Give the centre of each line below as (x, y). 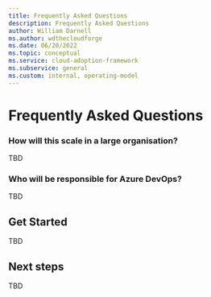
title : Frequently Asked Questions (68, 16)
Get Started (38, 222)
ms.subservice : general (48, 68)
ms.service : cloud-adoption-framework (73, 61)
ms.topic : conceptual (45, 53)
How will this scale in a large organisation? (93, 140)
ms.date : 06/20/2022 (43, 46)
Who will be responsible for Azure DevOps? (95, 179)
